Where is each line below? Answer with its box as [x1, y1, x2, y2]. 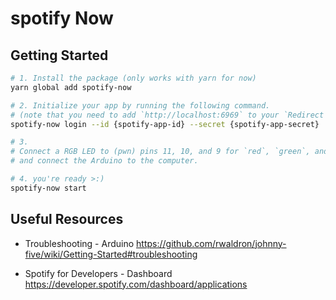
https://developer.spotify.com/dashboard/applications [24, 278, 248, 290]
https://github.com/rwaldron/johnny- [136, 237, 287, 249]
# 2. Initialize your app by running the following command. [10, 100, 271, 111]
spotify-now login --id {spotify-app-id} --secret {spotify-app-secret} [10, 119, 320, 129]
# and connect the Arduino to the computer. [10, 156, 199, 166]
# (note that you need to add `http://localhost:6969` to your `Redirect [10, 110, 325, 120]
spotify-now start [10, 183, 87, 193]
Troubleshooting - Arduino [24, 237, 135, 249]
